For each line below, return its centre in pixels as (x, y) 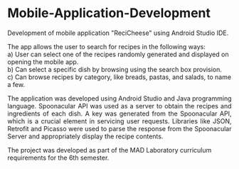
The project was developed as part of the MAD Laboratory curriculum (110, 150)
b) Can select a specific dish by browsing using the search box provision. (115, 69)
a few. (16, 84)
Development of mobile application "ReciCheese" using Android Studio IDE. (118, 33)
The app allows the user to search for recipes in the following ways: (107, 46)
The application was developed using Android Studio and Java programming (119, 98)
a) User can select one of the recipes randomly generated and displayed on (118, 54)
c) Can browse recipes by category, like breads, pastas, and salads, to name (119, 77)
